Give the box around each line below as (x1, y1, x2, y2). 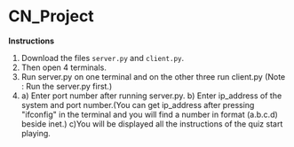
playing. (20, 128, 51, 138)
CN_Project (8, 6, 94, 27)
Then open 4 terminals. (20, 62, 107, 73)
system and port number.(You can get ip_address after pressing (20, 99, 255, 110)
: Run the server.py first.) (20, 81, 113, 91)
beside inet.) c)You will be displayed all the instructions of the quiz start (20, 118, 283, 129)
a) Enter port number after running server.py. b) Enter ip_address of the (20, 90, 282, 101)
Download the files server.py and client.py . (20, 52, 184, 63)
